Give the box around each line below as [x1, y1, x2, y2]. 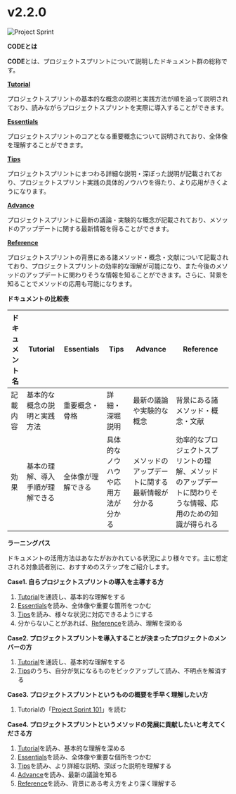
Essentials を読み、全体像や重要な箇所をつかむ [17, 601, 152, 609]
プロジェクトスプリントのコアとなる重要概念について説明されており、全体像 [7, 132, 228, 140]
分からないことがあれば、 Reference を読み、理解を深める [17, 619, 183, 627]
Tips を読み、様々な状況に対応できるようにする [17, 610, 154, 619]
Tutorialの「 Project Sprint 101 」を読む [17, 705, 126, 714]
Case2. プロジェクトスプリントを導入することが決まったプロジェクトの [7, 633, 214, 642]
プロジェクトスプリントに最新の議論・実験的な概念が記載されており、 [7, 216, 210, 224]
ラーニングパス [7, 538, 51, 547]
